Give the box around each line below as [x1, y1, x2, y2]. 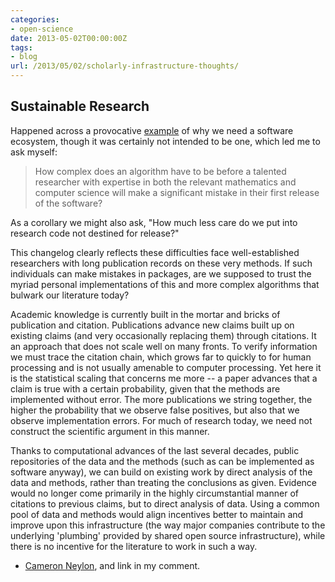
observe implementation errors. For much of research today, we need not [10, 414, 313, 426]
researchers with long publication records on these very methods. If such [10, 257, 313, 269]
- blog [10, 52, 38, 62]
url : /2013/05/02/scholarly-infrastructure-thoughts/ [10, 61, 240, 71]
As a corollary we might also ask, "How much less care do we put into [10, 216, 298, 228]
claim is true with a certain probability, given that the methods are [10, 382, 281, 395]
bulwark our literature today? [10, 289, 130, 301]
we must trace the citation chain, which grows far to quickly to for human [10, 351, 312, 363]
